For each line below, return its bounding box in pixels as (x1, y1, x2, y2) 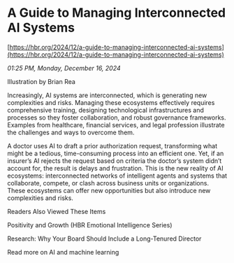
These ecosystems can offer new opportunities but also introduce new (7, 186, 211, 194)
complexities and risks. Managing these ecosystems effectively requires (7, 98, 215, 106)
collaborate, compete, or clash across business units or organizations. (7, 178, 210, 187)
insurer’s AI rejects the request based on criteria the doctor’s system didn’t (7, 156, 222, 165)
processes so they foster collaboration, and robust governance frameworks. (7, 113, 226, 122)
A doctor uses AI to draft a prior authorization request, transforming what (7, 141, 218, 150)
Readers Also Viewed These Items (7, 207, 106, 215)
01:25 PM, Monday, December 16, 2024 (7, 64, 121, 72)
